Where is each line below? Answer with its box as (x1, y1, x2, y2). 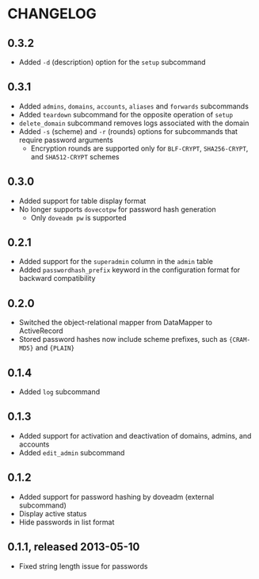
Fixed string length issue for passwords (18, 561, 148, 571)
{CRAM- (228, 336, 251, 344)
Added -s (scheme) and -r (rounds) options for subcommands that (18, 126, 238, 136)
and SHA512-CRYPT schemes (30, 151, 120, 161)
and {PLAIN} (35, 343, 75, 353)
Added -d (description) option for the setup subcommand (18, 57, 207, 67)
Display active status (18, 508, 87, 518)
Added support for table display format (18, 196, 147, 205)
